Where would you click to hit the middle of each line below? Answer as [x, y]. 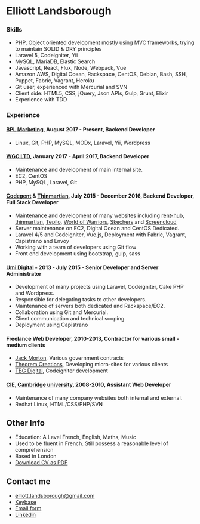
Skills [14, 30]
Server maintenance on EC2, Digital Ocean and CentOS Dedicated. [97, 229]
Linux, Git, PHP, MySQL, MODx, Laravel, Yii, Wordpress [82, 143]
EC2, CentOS [31, 176]
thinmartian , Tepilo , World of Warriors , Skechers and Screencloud [96, 222]
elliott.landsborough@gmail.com [55, 496]
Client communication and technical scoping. [70, 319]
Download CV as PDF [41, 463]
